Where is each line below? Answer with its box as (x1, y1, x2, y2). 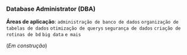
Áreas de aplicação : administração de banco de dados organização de (6, 18, 179, 25)
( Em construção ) (6, 42, 47, 49)
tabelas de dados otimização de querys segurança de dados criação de (6, 25, 181, 31)
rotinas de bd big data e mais (6, 32, 81, 38)
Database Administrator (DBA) (6, 5, 96, 13)
